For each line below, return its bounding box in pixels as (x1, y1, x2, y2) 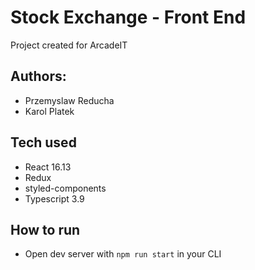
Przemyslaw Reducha (24, 94, 115, 106)
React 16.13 (24, 161, 72, 173)
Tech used (10, 134, 77, 151)
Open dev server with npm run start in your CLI (24, 248, 222, 260)
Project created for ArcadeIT (10, 39, 128, 51)
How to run (10, 221, 81, 238)
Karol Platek (24, 105, 75, 117)
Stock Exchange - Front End (10, 6, 247, 29)
